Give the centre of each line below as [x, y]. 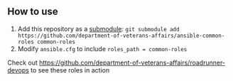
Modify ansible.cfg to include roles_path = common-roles [102, 48]
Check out [22, 63]
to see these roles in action [70, 70]
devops [18, 70]
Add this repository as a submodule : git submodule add [98, 28]
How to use [33, 12]
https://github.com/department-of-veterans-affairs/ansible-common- [121, 36]
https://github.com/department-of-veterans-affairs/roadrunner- [132, 63]
